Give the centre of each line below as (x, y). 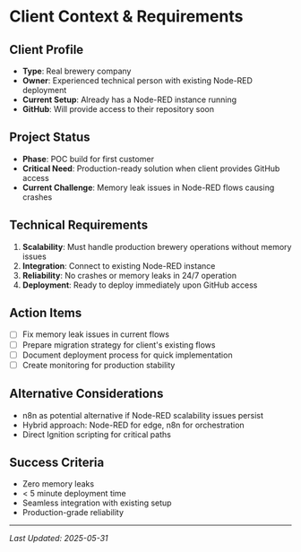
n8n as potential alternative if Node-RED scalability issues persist (143, 415)
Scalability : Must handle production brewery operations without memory (157, 246)
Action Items (46, 313)
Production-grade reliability (73, 513)
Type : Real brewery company (77, 71)
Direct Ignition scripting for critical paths (97, 434)
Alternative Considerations (86, 394)
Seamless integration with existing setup (97, 503)
